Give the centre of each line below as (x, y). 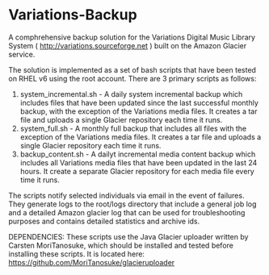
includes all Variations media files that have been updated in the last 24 (139, 162)
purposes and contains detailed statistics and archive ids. (104, 221)
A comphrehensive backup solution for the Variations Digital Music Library (132, 37)
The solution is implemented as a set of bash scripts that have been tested (132, 69)
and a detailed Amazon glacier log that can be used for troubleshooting (127, 212)
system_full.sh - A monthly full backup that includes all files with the (133, 128)
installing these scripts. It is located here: (77, 254)
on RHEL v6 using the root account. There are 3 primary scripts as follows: (132, 78)
